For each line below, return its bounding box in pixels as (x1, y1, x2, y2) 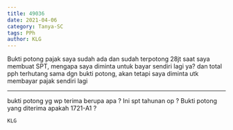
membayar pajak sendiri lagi (7, 77, 88, 85)
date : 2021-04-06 (7, 17, 58, 24)
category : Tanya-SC (7, 23, 64, 30)
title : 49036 (7, 10, 45, 17)
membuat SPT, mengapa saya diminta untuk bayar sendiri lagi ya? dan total (7, 62, 223, 71)
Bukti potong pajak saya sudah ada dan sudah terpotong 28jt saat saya (7, 55, 210, 63)
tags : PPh (7, 29, 36, 37)
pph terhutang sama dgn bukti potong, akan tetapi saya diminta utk (7, 70, 199, 78)
